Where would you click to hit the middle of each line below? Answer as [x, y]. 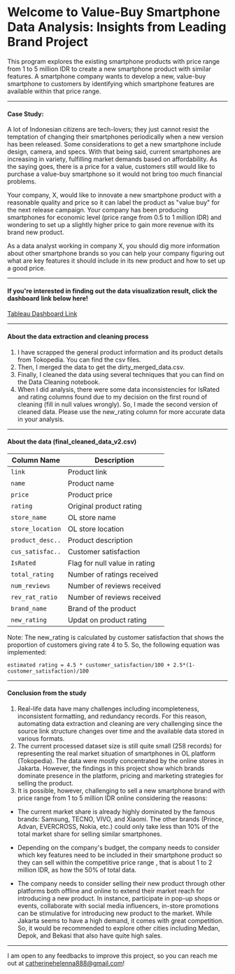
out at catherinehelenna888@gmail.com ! [66, 963]
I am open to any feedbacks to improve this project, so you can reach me [113, 955]
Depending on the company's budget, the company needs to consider [119, 847]
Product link [87, 472]
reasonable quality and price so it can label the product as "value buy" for [114, 203]
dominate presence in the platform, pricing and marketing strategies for [120, 776]
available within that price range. [54, 91]
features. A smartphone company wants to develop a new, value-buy [107, 76]
